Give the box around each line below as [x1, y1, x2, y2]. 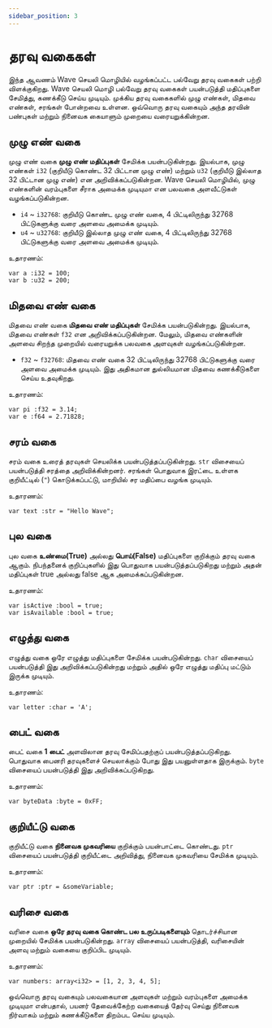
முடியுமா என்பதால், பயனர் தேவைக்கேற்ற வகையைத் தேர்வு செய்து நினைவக [8, 1001, 240, 1011]
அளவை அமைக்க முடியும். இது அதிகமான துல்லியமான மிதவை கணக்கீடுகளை [19, 364, 260, 374]
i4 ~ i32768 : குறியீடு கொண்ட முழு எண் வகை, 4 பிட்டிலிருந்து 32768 [19, 209, 234, 220]
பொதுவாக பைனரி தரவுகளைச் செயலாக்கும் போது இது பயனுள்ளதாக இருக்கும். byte [8, 756, 264, 765]
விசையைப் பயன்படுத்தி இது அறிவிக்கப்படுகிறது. [8, 765, 155, 775]
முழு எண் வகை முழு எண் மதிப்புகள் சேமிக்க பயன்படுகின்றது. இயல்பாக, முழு [8, 156, 245, 167]
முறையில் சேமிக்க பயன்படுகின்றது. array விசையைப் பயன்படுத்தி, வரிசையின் [8, 936, 245, 946]
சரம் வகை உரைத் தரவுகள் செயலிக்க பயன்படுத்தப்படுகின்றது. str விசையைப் [8, 456, 244, 466]
